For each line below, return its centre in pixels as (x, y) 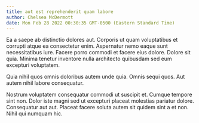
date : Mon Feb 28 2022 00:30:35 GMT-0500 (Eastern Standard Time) (91, 23)
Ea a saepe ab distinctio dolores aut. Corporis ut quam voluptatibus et (92, 40)
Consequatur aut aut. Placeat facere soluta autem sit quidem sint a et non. (97, 107)
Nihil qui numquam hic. (34, 113)
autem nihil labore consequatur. (45, 83)
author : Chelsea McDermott (40, 17)
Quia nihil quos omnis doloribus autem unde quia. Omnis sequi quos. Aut (96, 77)
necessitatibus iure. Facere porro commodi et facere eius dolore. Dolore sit (99, 53)
